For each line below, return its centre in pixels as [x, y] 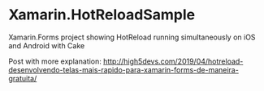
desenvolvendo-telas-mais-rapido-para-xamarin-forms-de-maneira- [124, 69]
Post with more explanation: [55, 61]
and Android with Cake [47, 45]
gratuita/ [23, 78]
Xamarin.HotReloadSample [102, 15]
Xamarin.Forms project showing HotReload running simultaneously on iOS [132, 37]
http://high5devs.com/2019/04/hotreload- [173, 61]
